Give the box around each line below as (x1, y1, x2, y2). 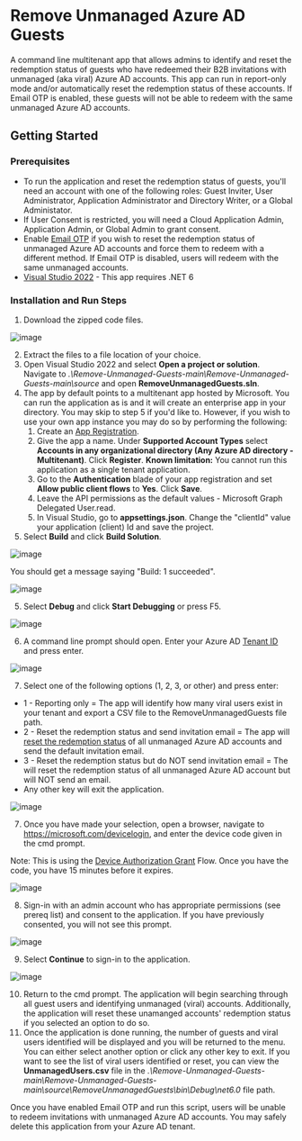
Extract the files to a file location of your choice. (22, 349, 201, 360)
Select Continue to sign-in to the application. (22, 954, 191, 964)
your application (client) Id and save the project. (36, 521, 214, 532)
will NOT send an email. (22, 774, 111, 784)
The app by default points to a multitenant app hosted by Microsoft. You (22, 387, 290, 398)
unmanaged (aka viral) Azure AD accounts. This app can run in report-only (10, 73, 287, 84)
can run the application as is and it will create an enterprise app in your (22, 397, 287, 408)
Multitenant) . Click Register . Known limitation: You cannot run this (36, 454, 288, 465)
